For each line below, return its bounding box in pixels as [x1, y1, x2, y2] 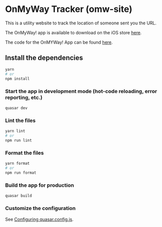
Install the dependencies [5, 54, 83, 62]
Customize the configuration [5, 205, 76, 212]
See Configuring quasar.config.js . [5, 216, 74, 222]
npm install [5, 76, 30, 81]
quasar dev [5, 106, 28, 111]
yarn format [5, 161, 30, 166]
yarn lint [5, 128, 26, 133]
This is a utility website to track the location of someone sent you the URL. [5, 20, 157, 26]
